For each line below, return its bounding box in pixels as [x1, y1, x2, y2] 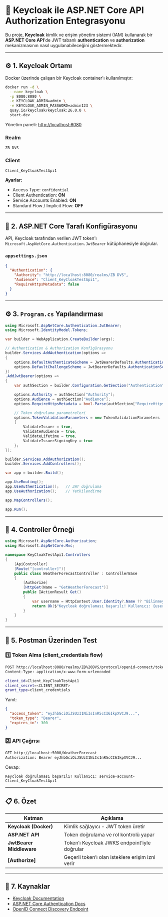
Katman [23, 814, 43, 821]
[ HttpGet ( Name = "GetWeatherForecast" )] [23, 585, 108, 590]
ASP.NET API [7, 831, 39, 838]
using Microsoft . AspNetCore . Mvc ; [5, 543, 75, 548]
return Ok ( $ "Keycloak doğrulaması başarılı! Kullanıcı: [31, 603, 151, 608]
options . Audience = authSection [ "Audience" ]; [14, 397, 111, 402]
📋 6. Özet [5, 797, 36, 806]
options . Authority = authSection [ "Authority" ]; [14, 392, 115, 397]
